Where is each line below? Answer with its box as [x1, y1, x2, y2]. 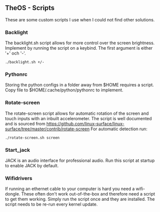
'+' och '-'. [5, 51, 26, 56]
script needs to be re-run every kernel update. [5, 201, 98, 207]
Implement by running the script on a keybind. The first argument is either [5, 45, 153, 51]
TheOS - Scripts [5, 4, 55, 12]
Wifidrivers [5, 175, 33, 181]
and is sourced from [5, 121, 46, 126]
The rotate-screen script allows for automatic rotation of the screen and [5, 110, 149, 116]
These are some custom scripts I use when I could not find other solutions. [5, 17, 155, 22]
